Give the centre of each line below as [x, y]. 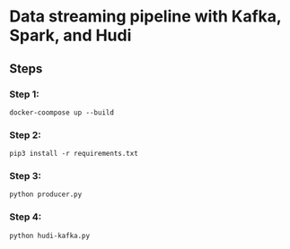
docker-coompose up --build [62, 112]
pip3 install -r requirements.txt [74, 154]
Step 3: [26, 176]
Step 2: [26, 134]
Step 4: [26, 217]
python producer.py [46, 194]
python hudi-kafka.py [50, 236]
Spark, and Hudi [70, 35]
